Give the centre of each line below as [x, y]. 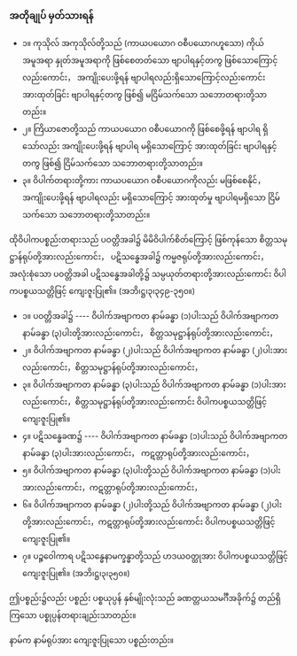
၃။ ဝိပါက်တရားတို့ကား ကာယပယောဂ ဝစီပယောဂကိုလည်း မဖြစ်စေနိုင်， [144, 181]
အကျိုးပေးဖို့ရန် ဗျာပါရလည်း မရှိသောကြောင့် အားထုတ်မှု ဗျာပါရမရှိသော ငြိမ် [151, 197]
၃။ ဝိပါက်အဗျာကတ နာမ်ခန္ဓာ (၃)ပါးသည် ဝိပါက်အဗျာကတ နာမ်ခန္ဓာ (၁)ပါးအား [154, 385]
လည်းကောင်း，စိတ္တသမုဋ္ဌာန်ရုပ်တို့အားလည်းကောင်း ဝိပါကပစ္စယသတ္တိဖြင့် [145, 402]
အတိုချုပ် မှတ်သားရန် [51, 15]
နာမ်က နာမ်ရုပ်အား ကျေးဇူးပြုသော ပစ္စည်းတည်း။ [92, 640]
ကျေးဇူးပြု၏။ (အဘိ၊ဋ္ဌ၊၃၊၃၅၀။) [76, 574]
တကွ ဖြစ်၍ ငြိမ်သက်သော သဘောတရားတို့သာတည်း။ [113, 163]
